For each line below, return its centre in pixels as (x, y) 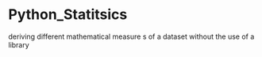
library (19, 44)
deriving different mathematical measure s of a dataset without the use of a (131, 36)
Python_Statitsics (68, 15)
